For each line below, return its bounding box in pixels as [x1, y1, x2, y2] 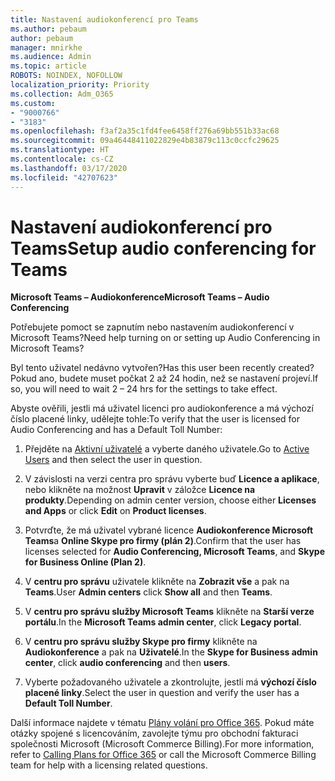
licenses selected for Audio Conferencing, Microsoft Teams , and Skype [24, 546, 326, 558]
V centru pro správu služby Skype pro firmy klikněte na [24, 636, 258, 648]
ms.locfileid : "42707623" [10, 172, 118, 183]
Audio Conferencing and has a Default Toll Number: [10, 424, 223, 436]
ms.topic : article [10, 61, 87, 71]
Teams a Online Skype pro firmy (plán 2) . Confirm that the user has [24, 535, 302, 547]
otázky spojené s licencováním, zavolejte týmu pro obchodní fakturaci [10, 727, 299, 740]
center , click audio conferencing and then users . [24, 657, 231, 669]
